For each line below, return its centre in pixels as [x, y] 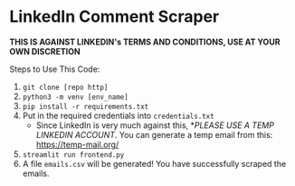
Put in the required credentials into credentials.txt [118, 115]
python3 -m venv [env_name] [75, 97]
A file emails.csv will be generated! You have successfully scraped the [154, 163]
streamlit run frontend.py [73, 155]
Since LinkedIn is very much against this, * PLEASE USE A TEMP [155, 125]
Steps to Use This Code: [55, 69]
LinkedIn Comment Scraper [114, 17]
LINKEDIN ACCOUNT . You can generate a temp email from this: [154, 134]
